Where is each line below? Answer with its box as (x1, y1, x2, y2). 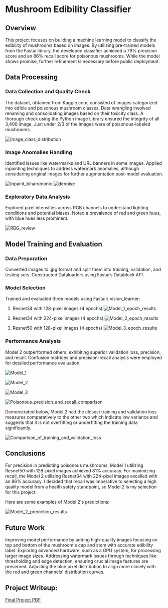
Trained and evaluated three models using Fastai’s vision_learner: (5, 296, 140, 302)
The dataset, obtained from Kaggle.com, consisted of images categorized (5, 99, 158, 105)
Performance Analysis (5, 338, 61, 345)
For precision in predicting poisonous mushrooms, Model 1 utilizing (5, 462, 143, 468)
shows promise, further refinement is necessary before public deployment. (5, 58, 160, 64)
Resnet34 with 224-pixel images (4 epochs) (12, 315, 104, 321)
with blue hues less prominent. (5, 215, 69, 221)
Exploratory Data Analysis (5, 193, 70, 200)
